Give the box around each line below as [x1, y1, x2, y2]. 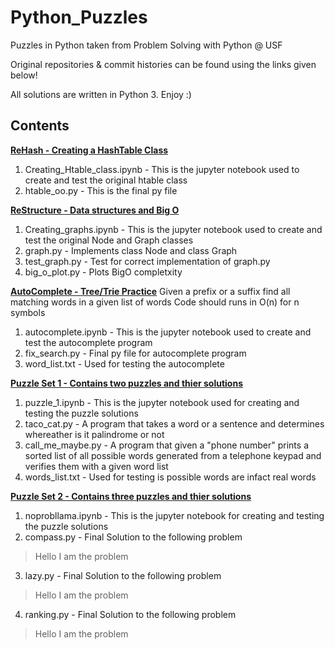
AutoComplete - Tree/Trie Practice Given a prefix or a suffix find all [10, 285, 291, 297]
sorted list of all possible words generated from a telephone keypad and [24, 449, 322, 461]
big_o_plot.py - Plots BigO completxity [24, 266, 183, 278]
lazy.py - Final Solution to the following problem [24, 569, 222, 581]
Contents [10, 117, 70, 135]
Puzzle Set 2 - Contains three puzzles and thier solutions [10, 490, 252, 502]
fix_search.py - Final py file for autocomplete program [24, 347, 247, 359]
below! [10, 69, 38, 81]
